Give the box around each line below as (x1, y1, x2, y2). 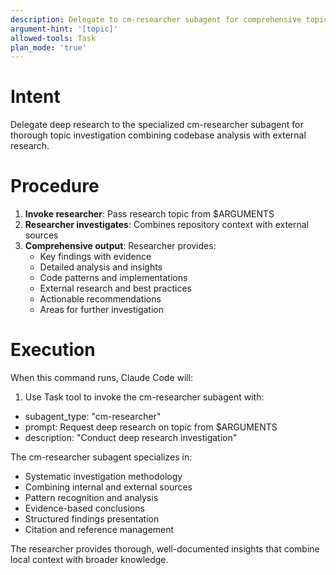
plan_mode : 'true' (10, 42, 87, 53)
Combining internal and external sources (24, 481, 193, 493)
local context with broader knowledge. (10, 554, 169, 566)
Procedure (10, 175, 100, 198)
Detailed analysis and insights (39, 261, 163, 273)
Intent (10, 86, 61, 108)
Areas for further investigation (39, 304, 164, 316)
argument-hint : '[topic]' (10, 24, 118, 34)
